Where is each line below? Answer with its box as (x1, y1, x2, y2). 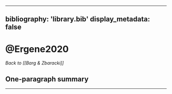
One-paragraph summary (5, 75, 89, 83)
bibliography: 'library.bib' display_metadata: (5, 15, 150, 23)
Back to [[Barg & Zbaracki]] (5, 60, 64, 66)
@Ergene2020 (5, 43, 69, 55)
